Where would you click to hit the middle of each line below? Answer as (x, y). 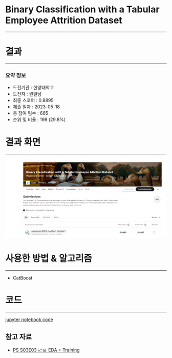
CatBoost (23, 277)
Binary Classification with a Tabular (82, 9)
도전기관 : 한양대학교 (33, 88)
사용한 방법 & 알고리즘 (49, 259)
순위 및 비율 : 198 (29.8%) (39, 120)
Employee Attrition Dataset (64, 20)
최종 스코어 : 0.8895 (33, 101)
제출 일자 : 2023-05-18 (36, 107)
